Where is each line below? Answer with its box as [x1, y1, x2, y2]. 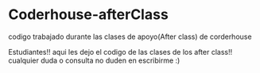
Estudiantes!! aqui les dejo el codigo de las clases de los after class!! [8, 47, 233, 56]
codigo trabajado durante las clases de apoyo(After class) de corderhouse [8, 32, 252, 41]
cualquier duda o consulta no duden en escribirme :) [8, 56, 180, 65]
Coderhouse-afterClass [8, 6, 169, 24]
